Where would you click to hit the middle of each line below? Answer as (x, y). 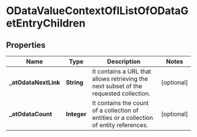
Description (124, 61)
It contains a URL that (121, 71)
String (75, 82)
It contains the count (120, 103)
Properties (26, 45)
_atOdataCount (31, 114)
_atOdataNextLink (35, 82)
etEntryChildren (46, 23)
